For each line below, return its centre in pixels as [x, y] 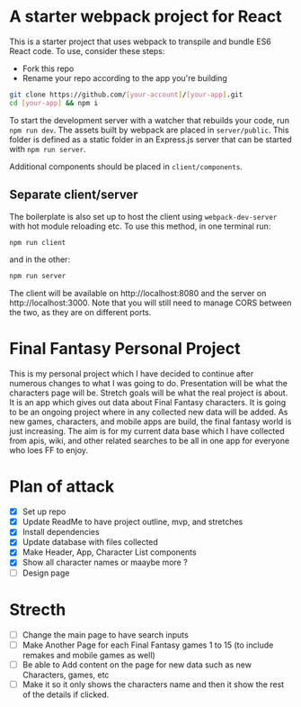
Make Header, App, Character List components [109, 552]
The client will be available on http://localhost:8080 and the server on [138, 294]
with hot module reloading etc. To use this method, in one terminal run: [140, 226]
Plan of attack [62, 487]
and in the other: [40, 259]
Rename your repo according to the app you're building [124, 77]
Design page [46, 573]
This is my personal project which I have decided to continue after [132, 374]
